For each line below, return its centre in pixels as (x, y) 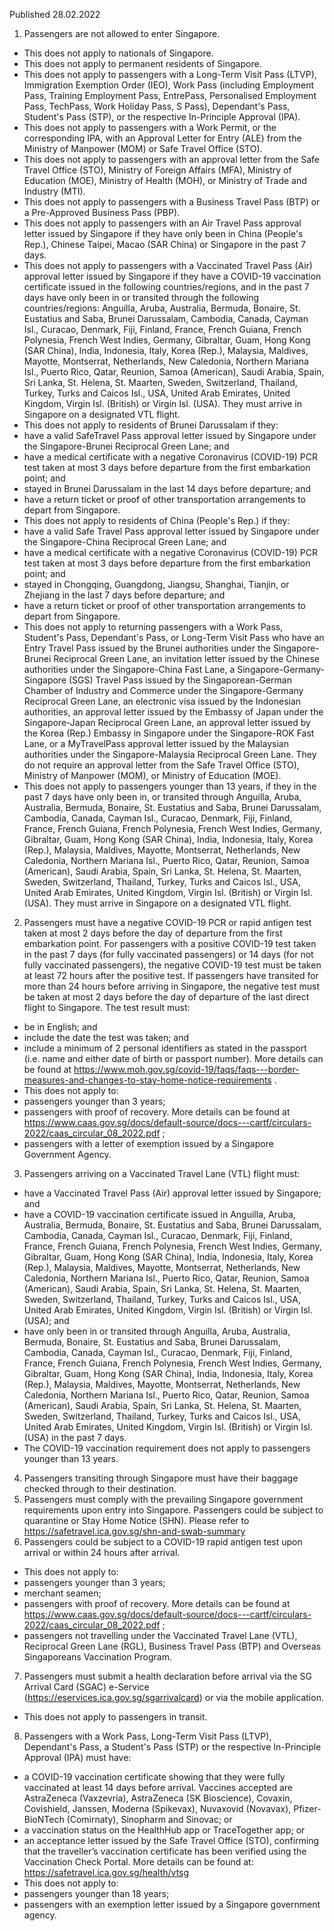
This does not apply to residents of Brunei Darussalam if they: (151, 425)
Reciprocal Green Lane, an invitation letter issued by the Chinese (187, 658)
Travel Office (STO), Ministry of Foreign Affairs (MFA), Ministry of (157, 170)
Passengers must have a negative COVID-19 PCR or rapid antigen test (167, 922)
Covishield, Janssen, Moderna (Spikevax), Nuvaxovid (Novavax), (157, 1808)
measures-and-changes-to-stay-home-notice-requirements (147, 1080)
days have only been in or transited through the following (141, 297)
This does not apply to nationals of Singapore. (118, 53)
